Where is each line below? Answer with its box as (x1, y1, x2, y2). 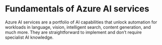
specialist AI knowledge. (5, 34, 54, 40)
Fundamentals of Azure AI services (5, 3, 149, 14)
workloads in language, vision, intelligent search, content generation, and (5, 24, 151, 30)
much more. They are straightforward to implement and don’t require (5, 29, 142, 35)
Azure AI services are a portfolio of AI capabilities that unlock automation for (5, 19, 157, 25)
